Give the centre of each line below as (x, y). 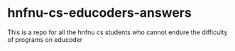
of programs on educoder (45, 39)
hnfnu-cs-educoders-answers (99, 13)
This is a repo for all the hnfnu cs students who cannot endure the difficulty (117, 32)
